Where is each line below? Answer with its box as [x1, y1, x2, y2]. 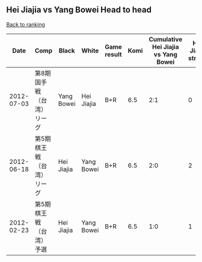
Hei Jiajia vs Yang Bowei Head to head [6, 5, 152, 15]
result [105, 50, 122, 58]
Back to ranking [6, 20, 45, 28]
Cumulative [148, 35, 183, 43]
